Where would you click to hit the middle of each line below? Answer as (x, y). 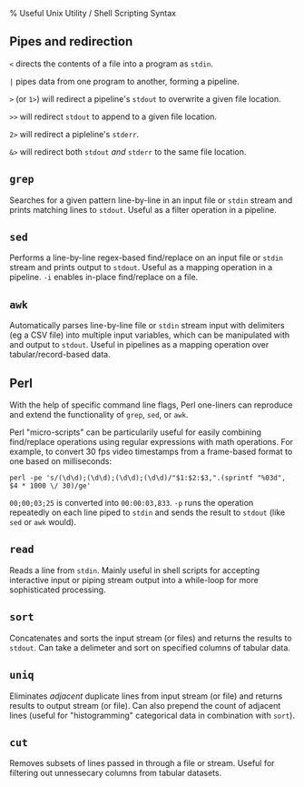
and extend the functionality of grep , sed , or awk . (99, 415)
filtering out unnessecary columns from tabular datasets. (116, 773)
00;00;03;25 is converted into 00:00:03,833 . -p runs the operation (132, 503)
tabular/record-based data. (60, 355)
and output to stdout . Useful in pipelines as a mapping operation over (139, 345)
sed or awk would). (43, 522)
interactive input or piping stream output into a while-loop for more (134, 580)
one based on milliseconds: (61, 461)
